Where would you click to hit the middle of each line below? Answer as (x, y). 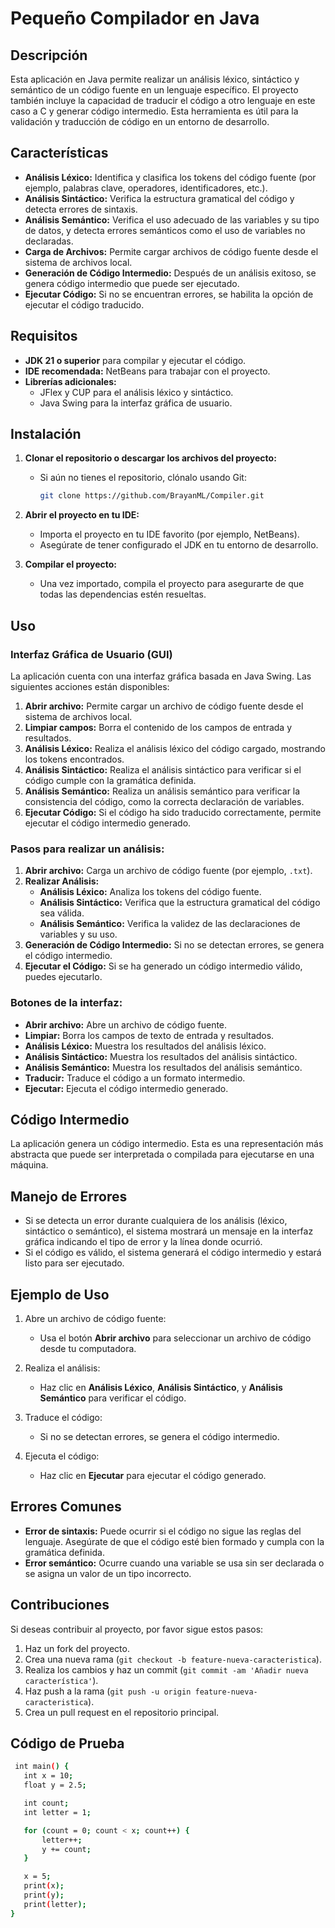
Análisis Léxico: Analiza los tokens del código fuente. (150, 892)
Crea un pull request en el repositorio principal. (122, 1712)
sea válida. (62, 913)
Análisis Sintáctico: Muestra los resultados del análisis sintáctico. (161, 1056)
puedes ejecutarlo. (63, 977)
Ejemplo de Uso (60, 1294)
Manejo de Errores (69, 1196)
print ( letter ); (55, 1904)
